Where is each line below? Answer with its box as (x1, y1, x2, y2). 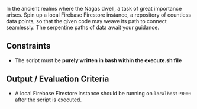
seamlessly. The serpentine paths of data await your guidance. (6, 24, 160, 31)
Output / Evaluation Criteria (6, 74, 109, 84)
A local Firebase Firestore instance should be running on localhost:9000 (14, 89, 191, 97)
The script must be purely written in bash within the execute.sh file (14, 56, 182, 64)
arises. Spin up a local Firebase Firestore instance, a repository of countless (6, 11, 191, 18)
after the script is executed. (14, 96, 82, 103)
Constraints (6, 41, 51, 51)
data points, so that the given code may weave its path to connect (6, 18, 167, 24)
